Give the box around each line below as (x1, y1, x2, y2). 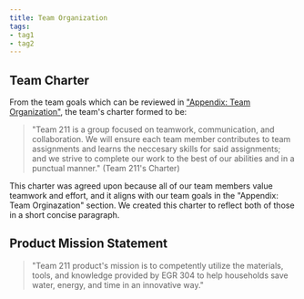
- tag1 (9, 30, 35, 39)
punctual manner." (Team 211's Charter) (31, 163, 180, 174)
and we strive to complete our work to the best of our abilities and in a (31, 153, 295, 164)
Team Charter (9, 72, 89, 88)
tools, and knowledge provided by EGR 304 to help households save (31, 270, 289, 281)
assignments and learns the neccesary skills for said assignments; (31, 143, 281, 155)
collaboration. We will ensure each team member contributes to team (31, 134, 291, 145)
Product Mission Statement (9, 236, 168, 252)
